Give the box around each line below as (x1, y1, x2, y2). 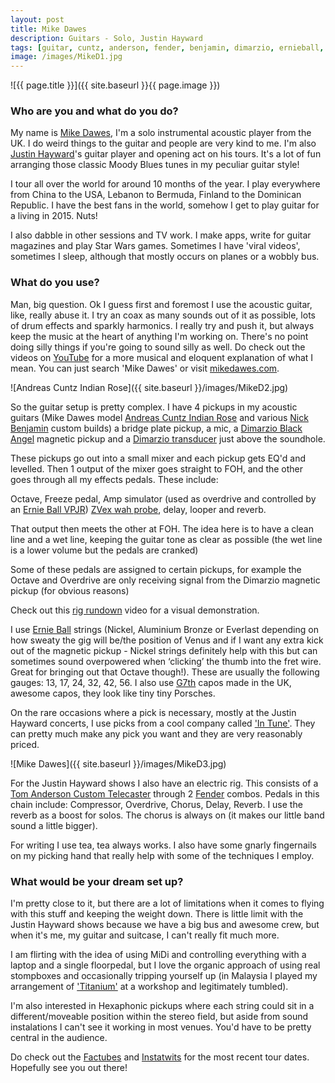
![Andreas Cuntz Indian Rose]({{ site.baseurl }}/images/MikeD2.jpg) (10, 381, 289, 393)
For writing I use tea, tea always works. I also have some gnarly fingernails (10, 839, 317, 851)
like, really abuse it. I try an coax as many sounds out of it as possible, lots (10, 309, 316, 321)
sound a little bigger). (10, 819, 98, 831)
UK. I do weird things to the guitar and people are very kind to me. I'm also (10, 137, 317, 150)
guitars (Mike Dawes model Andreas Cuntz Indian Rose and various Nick (10, 411, 309, 423)
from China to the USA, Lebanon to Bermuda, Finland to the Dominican (10, 189, 302, 201)
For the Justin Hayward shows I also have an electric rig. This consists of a (10, 777, 319, 789)
